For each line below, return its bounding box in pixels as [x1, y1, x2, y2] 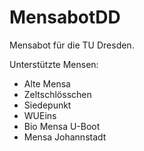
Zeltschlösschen [23, 88, 92, 100]
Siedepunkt [23, 99, 72, 111]
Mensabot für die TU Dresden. [9, 39, 135, 51]
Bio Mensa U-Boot [23, 120, 101, 132]
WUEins [23, 109, 57, 121]
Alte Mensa [23, 77, 71, 90]
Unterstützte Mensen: [9, 58, 99, 70]
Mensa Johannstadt [23, 131, 107, 143]
